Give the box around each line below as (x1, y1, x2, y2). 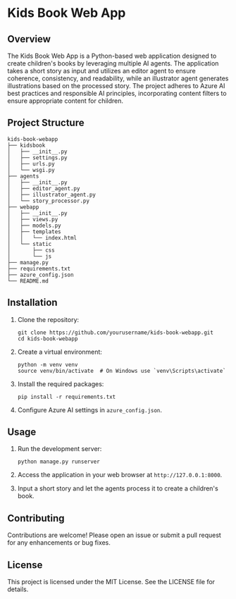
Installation (7, 297, 58, 309)
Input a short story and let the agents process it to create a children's (17, 484, 218, 493)
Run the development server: (17, 445, 102, 453)
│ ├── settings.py (7, 154, 68, 161)
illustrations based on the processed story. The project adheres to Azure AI (7, 82, 225, 89)
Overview (7, 33, 51, 45)
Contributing (7, 512, 65, 524)
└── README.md (7, 277, 49, 285)
